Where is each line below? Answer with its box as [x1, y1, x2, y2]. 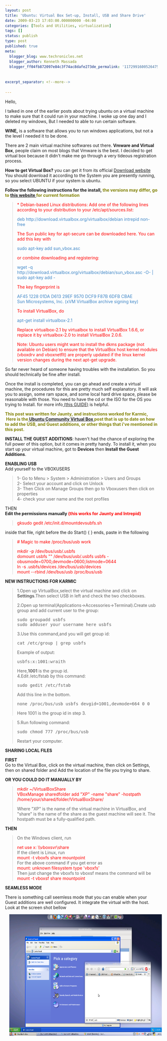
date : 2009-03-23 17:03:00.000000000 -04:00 [5, 18, 96, 23]
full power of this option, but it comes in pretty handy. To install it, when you [5, 441, 156, 447]
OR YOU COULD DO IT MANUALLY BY [5, 777, 82, 782]
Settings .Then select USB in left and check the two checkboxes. [16, 593, 146, 599]
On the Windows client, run [16, 835, 72, 841]
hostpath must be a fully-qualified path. [16, 816, 96, 822]
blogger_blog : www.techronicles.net [9, 54, 83, 59]
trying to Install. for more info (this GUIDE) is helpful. [5, 401, 109, 407]
